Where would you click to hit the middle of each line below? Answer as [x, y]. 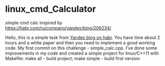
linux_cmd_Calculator [51, 9]
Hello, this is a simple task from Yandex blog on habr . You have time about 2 [82, 37]
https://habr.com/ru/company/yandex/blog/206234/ [58, 28]
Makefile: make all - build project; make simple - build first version [73, 58]
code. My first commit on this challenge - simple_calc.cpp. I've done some [81, 48]
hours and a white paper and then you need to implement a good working [80, 42]
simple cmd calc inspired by [34, 23]
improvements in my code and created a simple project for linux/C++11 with [82, 53]
